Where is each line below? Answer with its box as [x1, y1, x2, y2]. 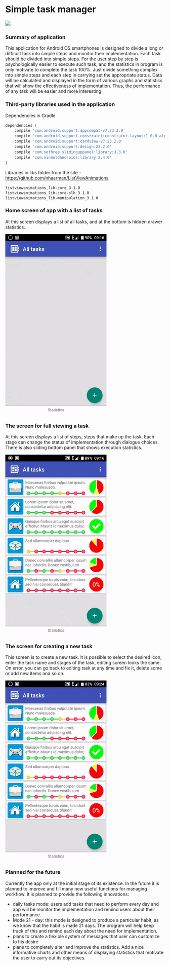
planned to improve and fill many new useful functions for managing [5, 885, 148, 891]
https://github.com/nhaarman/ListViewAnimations [5, 175, 109, 181]
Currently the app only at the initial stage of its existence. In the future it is [5, 880, 159, 886]
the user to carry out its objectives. [12, 954, 86, 961]
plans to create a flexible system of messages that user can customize [12, 933, 160, 939]
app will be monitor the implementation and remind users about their [12, 906, 155, 912]
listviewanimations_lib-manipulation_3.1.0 [5, 195, 99, 201]
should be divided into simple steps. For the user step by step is [5, 56, 139, 62]
